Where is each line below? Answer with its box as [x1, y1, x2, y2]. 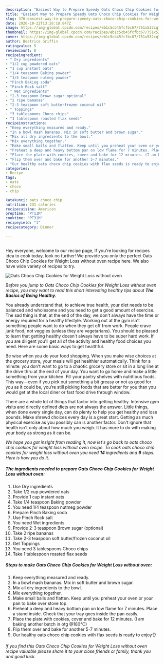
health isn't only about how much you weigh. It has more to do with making [5, 424, 156, 430]
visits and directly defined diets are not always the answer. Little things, [5, 404, 149, 410]
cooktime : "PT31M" [5, 216, 43, 221]
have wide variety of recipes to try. [5, 263, 75, 269]
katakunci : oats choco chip [5, 197, 63, 203]
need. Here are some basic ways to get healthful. [5, 343, 104, 349]
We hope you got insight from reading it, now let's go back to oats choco [5, 439, 152, 445]
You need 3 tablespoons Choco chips [12, 545, 88, 552]
